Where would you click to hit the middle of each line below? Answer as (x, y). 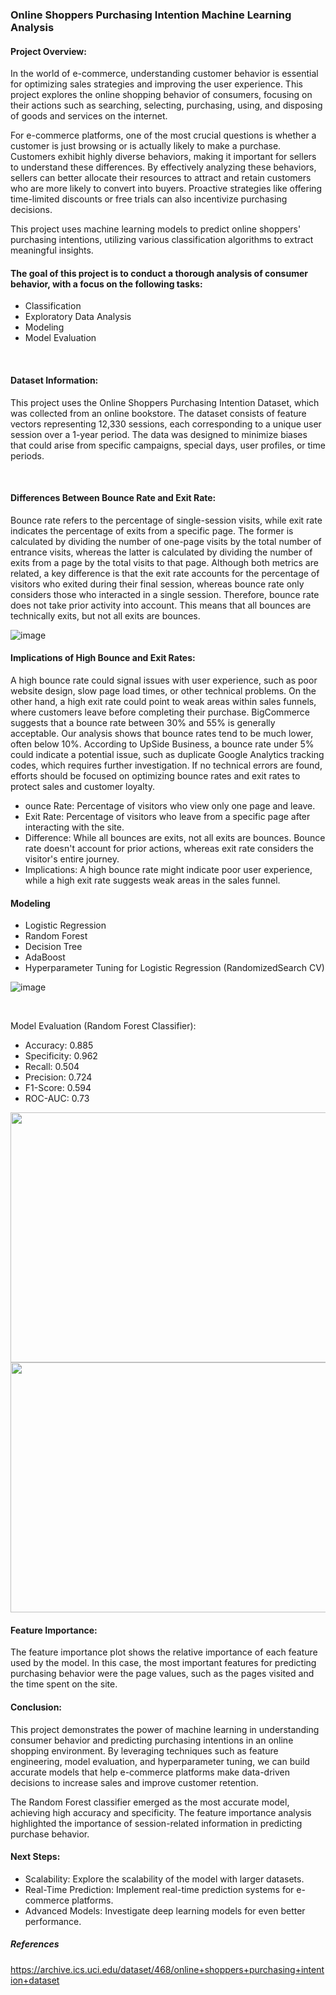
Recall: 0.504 (52, 1067)
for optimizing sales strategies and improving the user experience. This (156, 84)
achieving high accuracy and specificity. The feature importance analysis (161, 1812)
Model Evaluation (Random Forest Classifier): (103, 1026)
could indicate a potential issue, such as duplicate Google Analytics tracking (167, 754)
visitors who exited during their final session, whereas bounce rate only (157, 584)
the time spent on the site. (64, 1684)
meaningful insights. (52, 250)
